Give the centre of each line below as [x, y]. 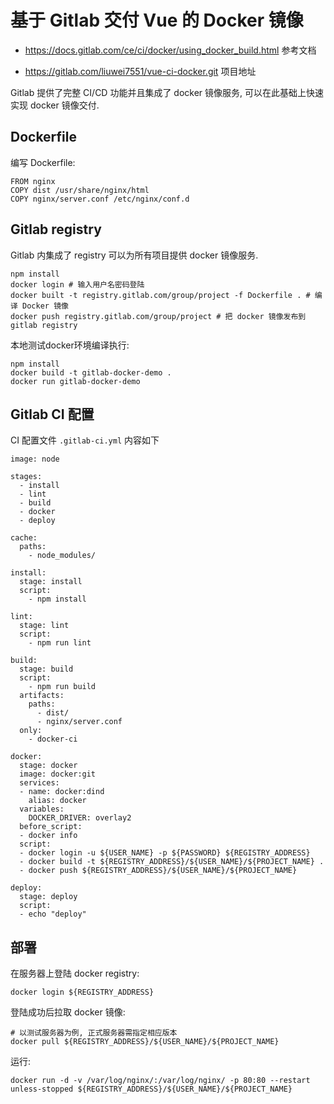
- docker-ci [53, 739]
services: [39, 783]
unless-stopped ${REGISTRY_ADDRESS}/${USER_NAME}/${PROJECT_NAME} [151, 1089]
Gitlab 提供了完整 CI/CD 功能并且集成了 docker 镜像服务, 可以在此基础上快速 [167, 92]
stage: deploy [48, 897]
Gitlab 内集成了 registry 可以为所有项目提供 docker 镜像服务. [134, 255]
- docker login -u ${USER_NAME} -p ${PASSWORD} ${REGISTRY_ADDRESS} [165, 853]
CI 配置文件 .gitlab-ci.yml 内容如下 [85, 440]
